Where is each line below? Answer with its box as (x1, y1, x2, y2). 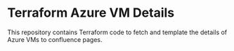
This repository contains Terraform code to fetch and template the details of (7, 28, 228, 36)
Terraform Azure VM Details (7, 5, 174, 21)
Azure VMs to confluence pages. (7, 35, 103, 43)
